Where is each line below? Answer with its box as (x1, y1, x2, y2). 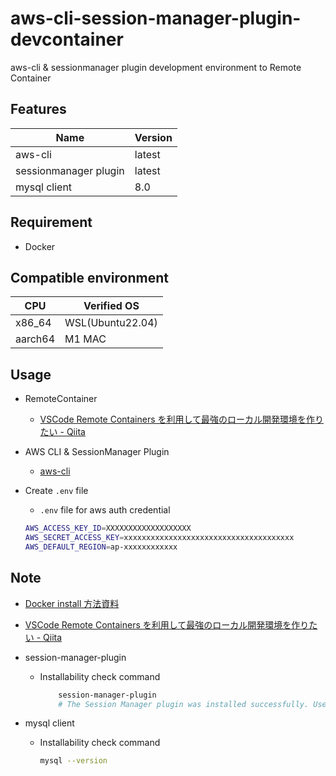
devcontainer (10, 28, 124, 51)
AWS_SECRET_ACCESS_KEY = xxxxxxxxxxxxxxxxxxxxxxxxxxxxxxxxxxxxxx (24, 533, 295, 543)
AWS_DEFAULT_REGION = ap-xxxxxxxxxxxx (24, 542, 178, 552)
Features (10, 101, 67, 118)
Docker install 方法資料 (24, 597, 120, 609)
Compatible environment (10, 269, 169, 286)
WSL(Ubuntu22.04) (64, 316, 158, 330)
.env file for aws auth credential (39, 504, 171, 516)
